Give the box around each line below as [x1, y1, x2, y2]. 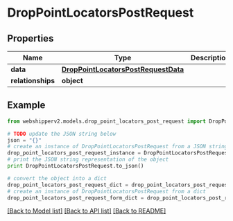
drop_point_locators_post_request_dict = [7, 182, 129, 188]
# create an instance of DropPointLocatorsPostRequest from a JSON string [7, 143, 228, 150]
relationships [10, 76, 55, 85]
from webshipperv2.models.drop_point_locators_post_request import [7, 118, 207, 125]
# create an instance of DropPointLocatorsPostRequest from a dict [7, 188, 207, 195]
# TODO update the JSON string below [7, 130, 116, 137]
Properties [7, 33, 54, 44]
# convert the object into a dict [7, 175, 107, 182]
